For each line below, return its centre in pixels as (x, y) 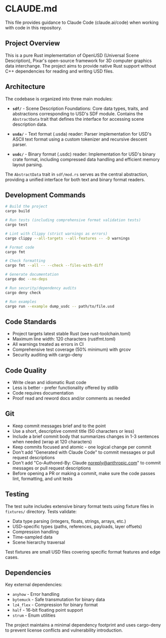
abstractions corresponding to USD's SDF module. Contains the (78, 114)
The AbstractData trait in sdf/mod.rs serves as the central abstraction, (77, 174)
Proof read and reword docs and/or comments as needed (71, 398)
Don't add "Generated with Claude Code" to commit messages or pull (83, 452)
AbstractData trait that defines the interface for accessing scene (78, 119)
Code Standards (31, 322)
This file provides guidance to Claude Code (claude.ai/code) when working (82, 22)
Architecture (25, 87)
